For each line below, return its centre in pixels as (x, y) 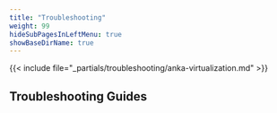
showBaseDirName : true (52, 43)
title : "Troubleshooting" (57, 17)
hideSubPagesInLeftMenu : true (66, 34)
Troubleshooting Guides (78, 96)
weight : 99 (30, 26)
